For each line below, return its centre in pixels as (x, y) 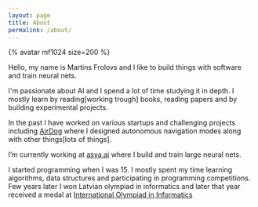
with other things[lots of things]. (60, 140)
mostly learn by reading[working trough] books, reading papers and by (123, 100)
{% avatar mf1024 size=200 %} (59, 53)
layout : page (29, 15)
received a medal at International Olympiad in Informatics (100, 195)
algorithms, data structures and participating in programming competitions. (129, 178)
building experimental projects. (58, 107)
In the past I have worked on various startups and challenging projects (122, 123)
